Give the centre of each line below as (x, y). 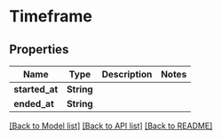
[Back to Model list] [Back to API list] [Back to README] (111, 126)
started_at (36, 89)
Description (127, 74)
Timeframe (51, 16)
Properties (39, 49)
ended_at (34, 104)
